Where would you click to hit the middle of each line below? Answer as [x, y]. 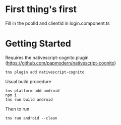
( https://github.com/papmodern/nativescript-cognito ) [61, 63]
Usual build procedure [28, 81]
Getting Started [38, 44]
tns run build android [29, 99]
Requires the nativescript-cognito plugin [47, 57]
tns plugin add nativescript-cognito [45, 72]
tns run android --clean [31, 118]
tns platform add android [32, 91]
